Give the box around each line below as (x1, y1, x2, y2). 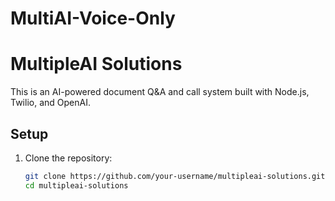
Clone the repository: (24, 152, 113, 164)
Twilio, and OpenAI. (10, 97, 91, 109)
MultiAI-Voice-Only (10, 7, 176, 30)
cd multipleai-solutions (24, 180, 129, 191)
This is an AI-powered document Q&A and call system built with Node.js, (10, 86, 310, 98)
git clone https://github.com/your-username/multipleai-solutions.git (24, 171, 326, 181)
